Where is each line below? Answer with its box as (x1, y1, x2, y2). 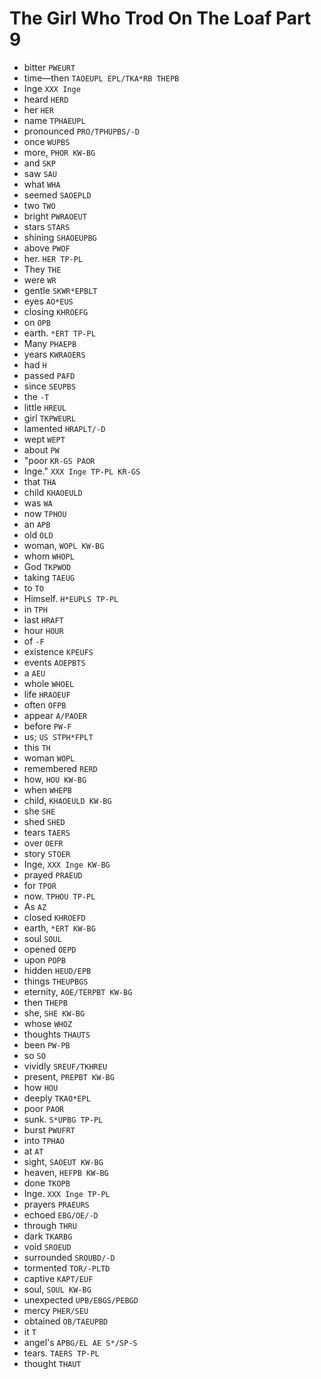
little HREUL (23, 401, 67, 413)
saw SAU (23, 167, 57, 179)
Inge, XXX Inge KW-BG (23, 858, 111, 870)
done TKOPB (23, 1177, 71, 1189)
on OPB (23, 316, 51, 328)
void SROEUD (23, 1240, 72, 1252)
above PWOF (23, 242, 71, 254)
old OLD (23, 528, 54, 541)
